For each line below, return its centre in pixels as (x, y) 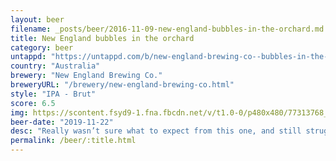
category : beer (42, 47)
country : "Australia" (55, 66)
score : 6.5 (33, 103)
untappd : (28, 57)
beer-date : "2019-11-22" (62, 122)
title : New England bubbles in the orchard (102, 38)
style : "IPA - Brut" (53, 94)
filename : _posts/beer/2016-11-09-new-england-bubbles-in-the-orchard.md (167, 29)
